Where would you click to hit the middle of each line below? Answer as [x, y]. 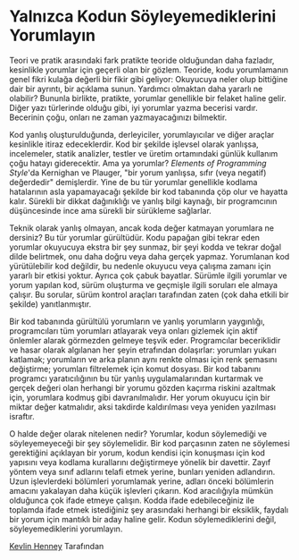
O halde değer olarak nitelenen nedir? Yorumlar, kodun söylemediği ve [138, 433]
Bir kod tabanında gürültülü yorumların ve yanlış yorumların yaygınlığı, [137, 321]
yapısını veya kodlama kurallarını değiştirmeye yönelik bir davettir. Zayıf [140, 462]
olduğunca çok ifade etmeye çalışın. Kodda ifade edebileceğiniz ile [132, 500]
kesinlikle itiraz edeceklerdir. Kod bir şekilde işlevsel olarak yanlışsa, [134, 144]
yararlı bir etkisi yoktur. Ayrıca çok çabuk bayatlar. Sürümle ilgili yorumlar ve [148, 276]
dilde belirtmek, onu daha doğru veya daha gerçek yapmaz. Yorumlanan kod [149, 256]
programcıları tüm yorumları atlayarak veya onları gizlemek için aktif [133, 331]
